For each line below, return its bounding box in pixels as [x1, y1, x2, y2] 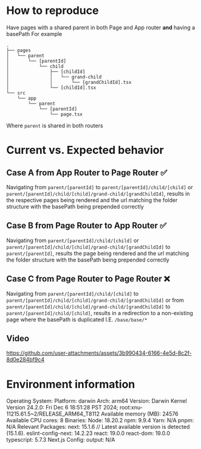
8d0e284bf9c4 [6, 356, 44, 363]
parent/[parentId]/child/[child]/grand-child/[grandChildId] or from [6, 296, 184, 304]
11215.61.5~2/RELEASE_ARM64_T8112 [6, 410, 100, 417]
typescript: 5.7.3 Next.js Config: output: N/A [6, 436, 115, 444]
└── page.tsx [49, 111, 83, 117]
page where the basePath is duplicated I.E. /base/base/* [6, 316, 148, 323]
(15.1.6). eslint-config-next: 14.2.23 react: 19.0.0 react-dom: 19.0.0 [6, 430, 171, 437]
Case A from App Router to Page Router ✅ [6, 167, 168, 178]
